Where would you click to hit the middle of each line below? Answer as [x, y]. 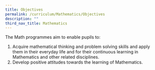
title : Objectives [24, 10]
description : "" [22, 19]
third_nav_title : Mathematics [36, 23]
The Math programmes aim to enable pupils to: [53, 37]
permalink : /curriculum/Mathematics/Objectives [55, 14]
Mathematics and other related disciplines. [56, 57]
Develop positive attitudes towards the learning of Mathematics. [77, 62]
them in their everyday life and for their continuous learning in [75, 52]
